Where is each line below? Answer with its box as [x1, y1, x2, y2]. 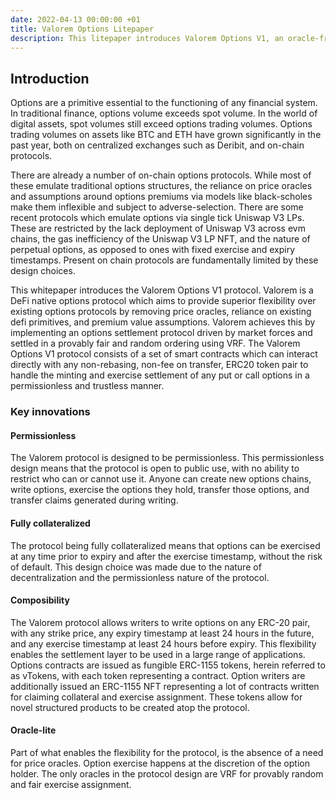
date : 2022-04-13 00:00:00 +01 [10, 14, 141, 25]
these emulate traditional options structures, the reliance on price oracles [10, 180, 313, 192]
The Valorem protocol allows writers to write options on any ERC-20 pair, [10, 616, 311, 628]
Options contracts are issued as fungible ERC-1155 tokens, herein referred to [10, 659, 326, 671]
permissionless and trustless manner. [10, 380, 165, 392]
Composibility [10, 594, 70, 606]
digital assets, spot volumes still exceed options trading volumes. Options [10, 118, 313, 130]
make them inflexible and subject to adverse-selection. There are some [10, 201, 304, 213]
